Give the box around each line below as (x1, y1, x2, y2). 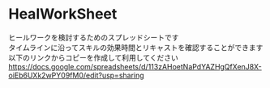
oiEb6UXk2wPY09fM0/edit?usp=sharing (8, 70, 144, 80)
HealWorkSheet (8, 5, 118, 23)
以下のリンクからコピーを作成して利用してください (8, 52, 178, 62)
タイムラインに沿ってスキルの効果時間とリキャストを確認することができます (8, 42, 264, 52)
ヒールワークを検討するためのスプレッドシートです (8, 32, 179, 42)
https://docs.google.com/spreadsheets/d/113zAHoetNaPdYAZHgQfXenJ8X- (8, 61, 262, 71)
